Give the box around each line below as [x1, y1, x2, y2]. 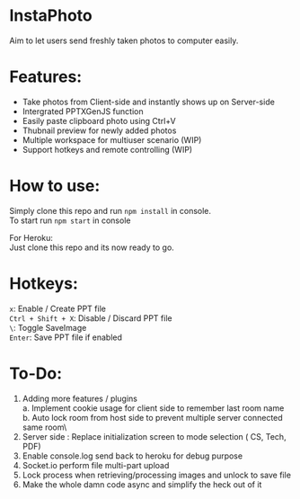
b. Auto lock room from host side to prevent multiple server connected [22, 412, 283, 423]
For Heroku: [9, 232, 54, 243]
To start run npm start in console [9, 215, 131, 226]
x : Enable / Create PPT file [9, 303, 106, 314]
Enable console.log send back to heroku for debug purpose [22, 450, 243, 461]
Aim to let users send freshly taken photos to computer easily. [9, 35, 239, 46]
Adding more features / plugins [22, 393, 137, 404]
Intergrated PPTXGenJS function [22, 105, 144, 117]
